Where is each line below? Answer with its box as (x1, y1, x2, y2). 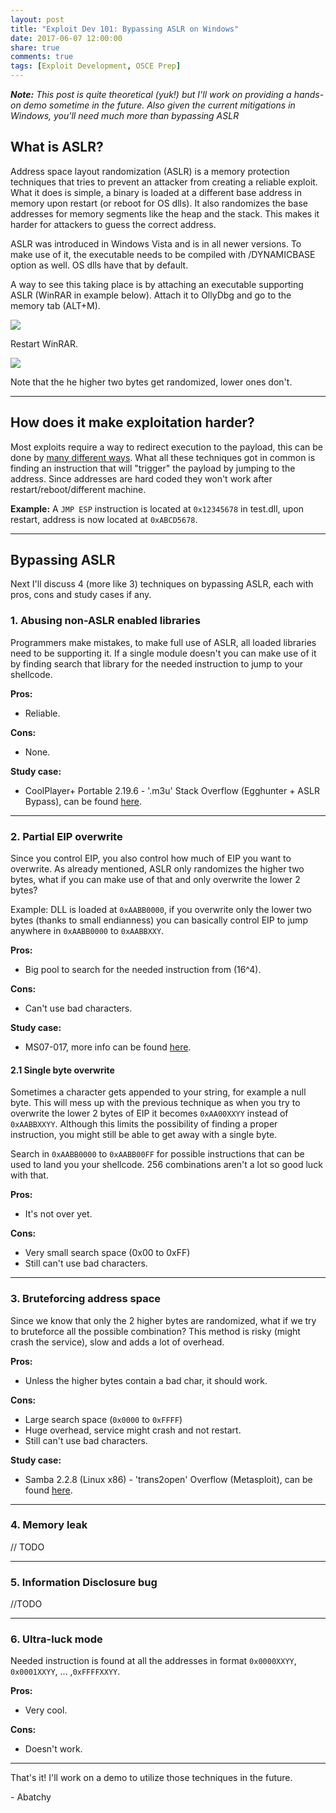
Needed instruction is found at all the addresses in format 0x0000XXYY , (10, 1655, 297, 1667)
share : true (10, 42, 60, 53)
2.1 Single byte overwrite (10, 1064, 115, 1076)
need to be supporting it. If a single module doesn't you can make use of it (10, 647, 317, 659)
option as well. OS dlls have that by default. (10, 259, 189, 271)
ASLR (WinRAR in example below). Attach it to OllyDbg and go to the (10, 289, 292, 301)
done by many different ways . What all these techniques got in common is (10, 451, 316, 463)
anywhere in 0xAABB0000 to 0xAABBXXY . (10, 925, 165, 937)
